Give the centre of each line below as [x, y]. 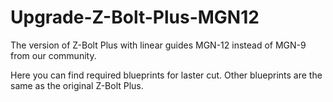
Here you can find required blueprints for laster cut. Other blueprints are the [166, 75]
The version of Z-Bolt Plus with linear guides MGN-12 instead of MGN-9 [158, 45]
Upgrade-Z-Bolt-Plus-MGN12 [135, 17]
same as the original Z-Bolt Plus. [77, 85]
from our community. [53, 55]
